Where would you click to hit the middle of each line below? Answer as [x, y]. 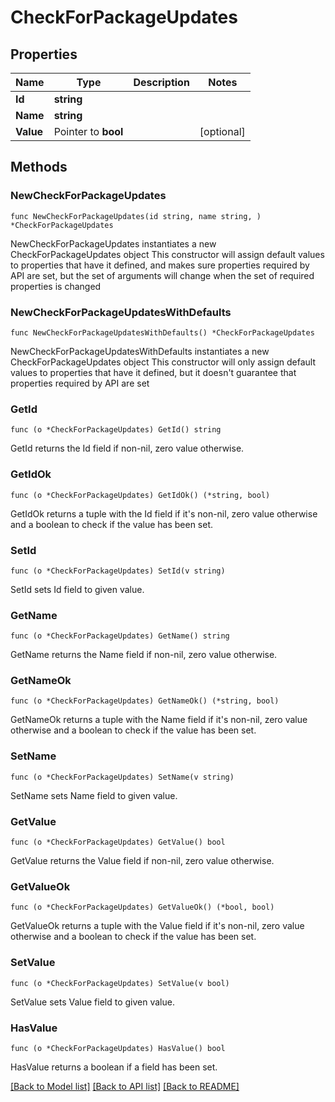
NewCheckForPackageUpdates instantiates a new [113, 243]
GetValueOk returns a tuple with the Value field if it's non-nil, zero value [157, 926]
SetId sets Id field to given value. [77, 589]
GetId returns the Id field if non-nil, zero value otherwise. [127, 448]
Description [161, 82]
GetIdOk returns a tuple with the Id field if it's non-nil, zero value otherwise [164, 513]
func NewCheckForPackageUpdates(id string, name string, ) [136, 216]
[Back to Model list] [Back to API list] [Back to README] [125, 1086]
